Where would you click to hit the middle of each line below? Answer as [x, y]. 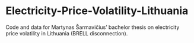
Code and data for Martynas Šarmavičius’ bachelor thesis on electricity [93, 27]
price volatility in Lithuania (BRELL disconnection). [67, 33]
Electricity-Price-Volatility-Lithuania [97, 11]
